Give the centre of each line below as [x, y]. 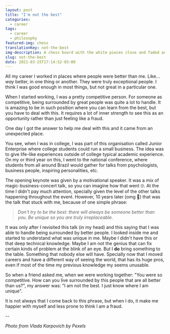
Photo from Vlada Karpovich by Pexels [46, 326]
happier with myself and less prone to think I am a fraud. [64, 306]
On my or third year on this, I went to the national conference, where [76, 160]
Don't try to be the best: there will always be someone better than [86, 212]
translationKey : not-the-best [37, 48]
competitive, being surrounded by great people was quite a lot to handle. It [83, 103]
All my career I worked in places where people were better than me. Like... [83, 76]
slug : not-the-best [26, 57]
